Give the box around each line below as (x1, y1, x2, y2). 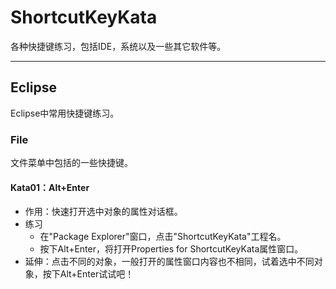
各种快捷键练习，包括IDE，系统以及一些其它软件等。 (10, 40, 227, 52)
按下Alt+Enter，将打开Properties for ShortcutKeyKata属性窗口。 (39, 243, 304, 255)
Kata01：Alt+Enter (10, 181, 90, 193)
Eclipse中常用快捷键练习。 (10, 107, 120, 119)
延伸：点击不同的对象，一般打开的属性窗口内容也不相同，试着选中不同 (24, 256, 315, 268)
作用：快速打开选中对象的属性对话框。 (24, 206, 183, 218)
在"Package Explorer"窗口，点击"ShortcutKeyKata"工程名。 (39, 231, 287, 243)
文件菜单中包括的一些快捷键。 (10, 157, 133, 169)
